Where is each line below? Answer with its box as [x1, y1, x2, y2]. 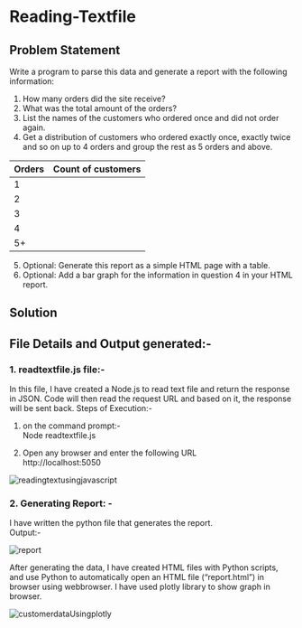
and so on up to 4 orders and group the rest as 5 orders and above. [22, 142, 273, 152]
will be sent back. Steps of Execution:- [9, 403, 153, 414]
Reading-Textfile [9, 6, 137, 27]
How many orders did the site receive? [22, 93, 166, 104]
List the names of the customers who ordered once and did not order [22, 113, 279, 123]
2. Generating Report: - [9, 497, 113, 510]
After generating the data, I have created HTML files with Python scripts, [9, 562, 279, 573]
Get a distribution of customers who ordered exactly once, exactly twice [22, 132, 291, 142]
